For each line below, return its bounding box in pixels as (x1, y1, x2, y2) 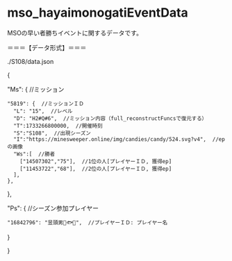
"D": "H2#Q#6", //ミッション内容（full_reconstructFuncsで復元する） (13, 115, 207, 122)
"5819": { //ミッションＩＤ (7, 100, 85, 107)
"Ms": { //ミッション (7, 85, 65, 93)
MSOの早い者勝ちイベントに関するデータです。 (7, 28, 142, 37)
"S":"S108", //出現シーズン (13, 130, 92, 137)
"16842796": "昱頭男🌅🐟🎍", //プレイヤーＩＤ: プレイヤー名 (7, 219, 168, 226)
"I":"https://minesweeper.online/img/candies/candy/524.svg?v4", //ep (13, 135, 226, 143)
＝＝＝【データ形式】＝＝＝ (7, 43, 87, 51)
